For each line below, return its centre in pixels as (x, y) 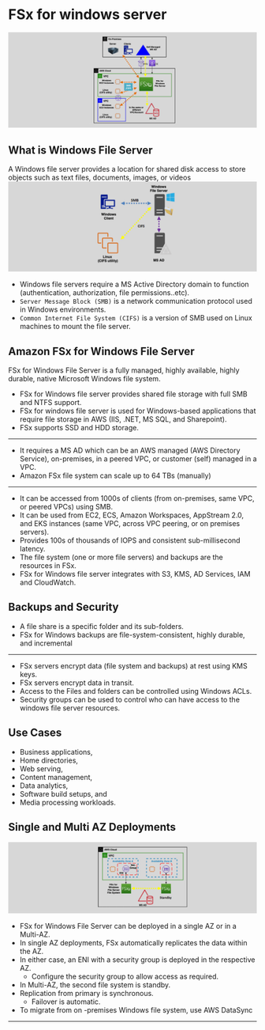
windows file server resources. (70, 708)
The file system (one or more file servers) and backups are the (121, 557)
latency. (32, 549)
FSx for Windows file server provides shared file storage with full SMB (134, 394)
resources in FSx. (48, 566)
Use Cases (35, 733)
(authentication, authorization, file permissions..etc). (105, 293)
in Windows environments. (63, 309)
